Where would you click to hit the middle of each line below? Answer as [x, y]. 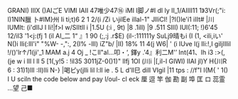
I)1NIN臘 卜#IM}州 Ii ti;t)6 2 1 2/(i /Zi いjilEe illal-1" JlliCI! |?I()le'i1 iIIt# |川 [111, 19]
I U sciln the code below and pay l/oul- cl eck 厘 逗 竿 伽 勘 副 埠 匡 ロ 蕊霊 [117, 79]
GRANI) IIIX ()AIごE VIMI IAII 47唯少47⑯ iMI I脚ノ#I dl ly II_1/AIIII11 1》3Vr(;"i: [117, 10]
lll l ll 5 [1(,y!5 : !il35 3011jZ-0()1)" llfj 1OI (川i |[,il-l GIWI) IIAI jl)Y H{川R [127, 61]
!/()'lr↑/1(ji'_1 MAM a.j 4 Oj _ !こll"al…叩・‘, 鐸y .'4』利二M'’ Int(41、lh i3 [110, 52]
